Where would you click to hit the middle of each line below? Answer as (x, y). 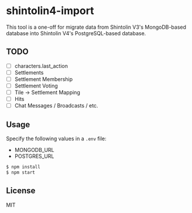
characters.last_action (41, 66)
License (21, 191)
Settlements (29, 72)
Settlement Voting (36, 86)
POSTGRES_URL (34, 156)
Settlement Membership (44, 79)
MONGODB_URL (34, 150)
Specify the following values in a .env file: (56, 138)
